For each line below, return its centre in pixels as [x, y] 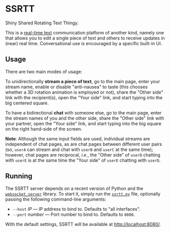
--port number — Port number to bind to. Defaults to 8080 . [74, 214]
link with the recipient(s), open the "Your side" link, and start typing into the [84, 97]
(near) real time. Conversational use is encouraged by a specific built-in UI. [84, 43]
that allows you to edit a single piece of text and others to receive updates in [85, 38]
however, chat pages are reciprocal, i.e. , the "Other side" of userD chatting [83, 154]
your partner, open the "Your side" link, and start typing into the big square [83, 123]
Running [19, 176]
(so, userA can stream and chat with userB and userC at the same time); [79, 149]
